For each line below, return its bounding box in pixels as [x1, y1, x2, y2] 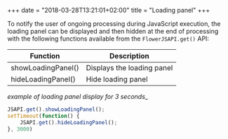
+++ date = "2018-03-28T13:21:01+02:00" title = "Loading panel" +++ [7, 6, 210, 14]
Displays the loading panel [86, 63, 173, 72]
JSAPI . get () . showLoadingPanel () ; [7, 106, 105, 113]
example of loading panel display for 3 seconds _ [7, 93, 149, 100]
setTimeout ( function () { [7, 112, 80, 119]
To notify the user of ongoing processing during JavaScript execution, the [7, 20, 221, 27]
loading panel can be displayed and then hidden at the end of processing [7, 27, 219, 35]
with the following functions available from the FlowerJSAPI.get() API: [7, 34, 209, 43]
